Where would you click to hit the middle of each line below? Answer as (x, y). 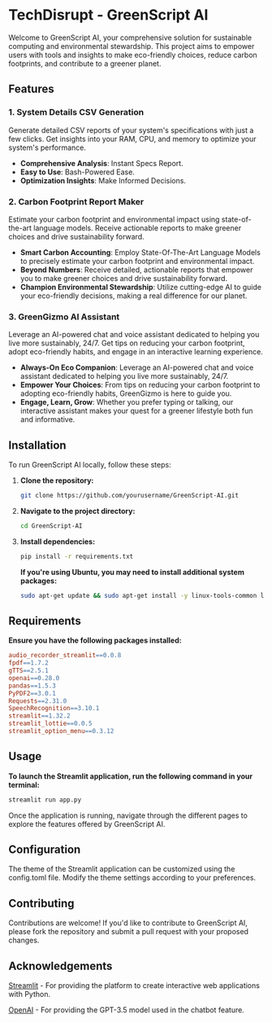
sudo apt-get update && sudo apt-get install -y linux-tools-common (138, 595)
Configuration (45, 850)
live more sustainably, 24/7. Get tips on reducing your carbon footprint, (127, 343)
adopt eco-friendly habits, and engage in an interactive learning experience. (136, 352)
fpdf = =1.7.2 (28, 663)
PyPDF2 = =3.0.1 (32, 693)
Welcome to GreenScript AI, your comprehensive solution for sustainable (130, 37)
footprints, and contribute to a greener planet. (85, 64)
